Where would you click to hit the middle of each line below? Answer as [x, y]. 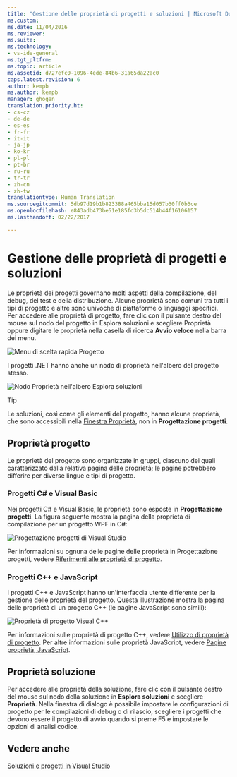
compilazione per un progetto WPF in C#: [67, 524]
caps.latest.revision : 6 [44, 79]
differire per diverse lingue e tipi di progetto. [71, 475]
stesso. [18, 373]
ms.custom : [23, 20]
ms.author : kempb [33, 92]
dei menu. [22, 338]
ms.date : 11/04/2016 [38, 27]
